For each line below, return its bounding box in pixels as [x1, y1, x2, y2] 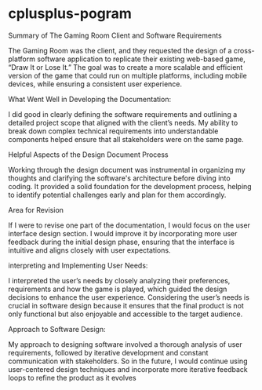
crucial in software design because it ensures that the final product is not [8, 301, 245, 310]
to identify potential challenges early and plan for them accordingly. [8, 190, 227, 199]
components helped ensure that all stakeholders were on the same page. [8, 134, 245, 144]
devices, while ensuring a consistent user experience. [8, 79, 183, 89]
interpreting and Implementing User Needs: [8, 261, 148, 270]
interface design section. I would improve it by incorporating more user [8, 228, 238, 238]
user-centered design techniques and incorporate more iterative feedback [8, 364, 249, 374]
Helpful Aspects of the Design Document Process [8, 150, 169, 159]
